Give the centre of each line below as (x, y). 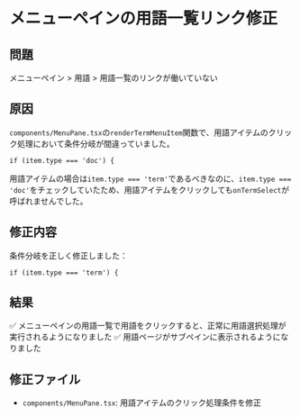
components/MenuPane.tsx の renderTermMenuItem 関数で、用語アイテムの (139, 132)
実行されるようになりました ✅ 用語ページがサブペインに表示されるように (145, 337)
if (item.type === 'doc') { (62, 160)
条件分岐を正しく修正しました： (68, 255)
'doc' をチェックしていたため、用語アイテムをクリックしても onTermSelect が (150, 189)
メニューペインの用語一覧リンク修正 (144, 18)
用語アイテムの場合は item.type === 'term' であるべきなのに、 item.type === (150, 178)
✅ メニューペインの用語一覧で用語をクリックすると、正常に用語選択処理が (148, 326)
